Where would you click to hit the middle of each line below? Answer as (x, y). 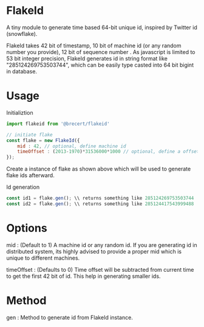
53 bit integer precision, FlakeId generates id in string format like (87, 58)
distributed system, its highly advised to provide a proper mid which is (94, 251)
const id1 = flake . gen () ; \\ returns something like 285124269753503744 (100, 198)
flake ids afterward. (30, 175)
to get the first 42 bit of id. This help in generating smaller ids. (83, 276)
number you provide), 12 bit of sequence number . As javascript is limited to (101, 52)
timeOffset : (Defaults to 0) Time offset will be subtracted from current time (100, 269)
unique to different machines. (43, 258)
